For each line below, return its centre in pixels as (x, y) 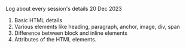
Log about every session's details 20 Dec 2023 (64, 9)
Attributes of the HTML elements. (55, 39)
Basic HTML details (38, 20)
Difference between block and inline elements (71, 33)
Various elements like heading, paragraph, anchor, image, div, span (97, 27)
